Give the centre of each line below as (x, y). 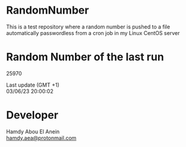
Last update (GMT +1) (33, 85)
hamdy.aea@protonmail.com (41, 138)
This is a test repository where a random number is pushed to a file (88, 27)
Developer (32, 115)
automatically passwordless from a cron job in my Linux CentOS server (93, 33)
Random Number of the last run (85, 57)
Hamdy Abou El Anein (33, 132)
